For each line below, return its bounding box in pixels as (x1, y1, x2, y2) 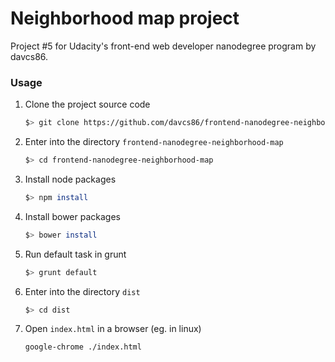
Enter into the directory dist (24, 285, 141, 297)
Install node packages (24, 173, 117, 185)
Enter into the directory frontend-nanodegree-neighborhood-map (24, 136, 284, 148)
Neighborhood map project (10, 7, 240, 30)
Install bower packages (24, 210, 121, 222)
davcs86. (10, 50, 49, 62)
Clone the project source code (24, 98, 151, 111)
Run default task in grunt (24, 248, 127, 260)
